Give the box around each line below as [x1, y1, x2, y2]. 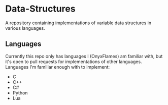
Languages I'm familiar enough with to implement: [5, 64, 110, 70]
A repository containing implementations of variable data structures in [5, 20, 151, 26]
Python [12, 89, 28, 96]
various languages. [5, 25, 45, 31]
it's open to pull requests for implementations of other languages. [5, 59, 142, 65]
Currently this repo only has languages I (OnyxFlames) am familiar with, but [5, 53, 163, 59]
